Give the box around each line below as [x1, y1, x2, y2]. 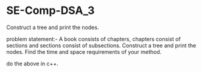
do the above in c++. [6, 60, 59, 67]
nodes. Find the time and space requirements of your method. [6, 48, 162, 55]
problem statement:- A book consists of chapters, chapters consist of [6, 35, 181, 42]
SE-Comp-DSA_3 [6, 4, 95, 18]
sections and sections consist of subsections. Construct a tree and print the [6, 42, 197, 49]
